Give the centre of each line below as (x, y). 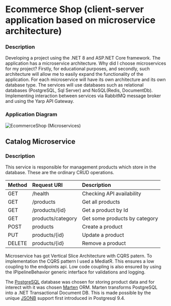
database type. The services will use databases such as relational (75, 85)
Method (18, 185)
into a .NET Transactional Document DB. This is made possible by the (78, 293)
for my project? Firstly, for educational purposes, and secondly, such (78, 69)
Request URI (47, 185)
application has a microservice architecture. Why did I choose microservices (86, 63)
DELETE (17, 243)
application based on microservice (80, 20)
